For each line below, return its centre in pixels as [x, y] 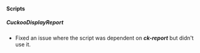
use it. [23, 44]
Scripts [16, 9]
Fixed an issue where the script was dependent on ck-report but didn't [104, 38]
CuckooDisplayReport [35, 23]
